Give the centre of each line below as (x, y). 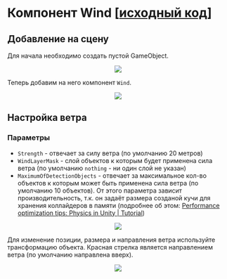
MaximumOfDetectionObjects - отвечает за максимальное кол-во (112, 175)
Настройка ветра (47, 118)
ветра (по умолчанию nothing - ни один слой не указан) (102, 168)
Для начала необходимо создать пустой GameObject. (88, 56)
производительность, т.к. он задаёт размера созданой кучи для (114, 197)
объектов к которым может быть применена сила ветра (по (108, 183)
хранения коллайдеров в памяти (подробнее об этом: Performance (118, 205)
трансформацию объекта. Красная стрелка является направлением (110, 247)
